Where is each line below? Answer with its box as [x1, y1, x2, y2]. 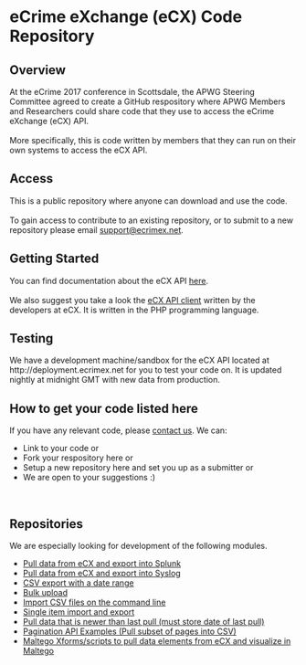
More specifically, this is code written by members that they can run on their [9, 135, 297, 145]
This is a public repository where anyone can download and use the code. [9, 195, 288, 206]
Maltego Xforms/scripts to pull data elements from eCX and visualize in [22, 636, 291, 647]
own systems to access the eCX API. [9, 144, 148, 155]
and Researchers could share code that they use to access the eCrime [9, 106, 275, 116]
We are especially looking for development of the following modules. [9, 541, 268, 552]
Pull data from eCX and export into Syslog [22, 568, 181, 579]
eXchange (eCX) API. [9, 116, 90, 126]
